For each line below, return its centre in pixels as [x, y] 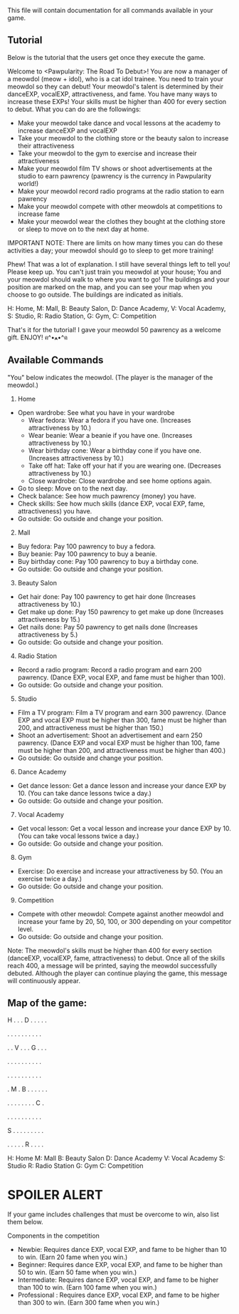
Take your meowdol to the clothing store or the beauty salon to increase [123, 138]
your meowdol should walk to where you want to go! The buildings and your [118, 279]
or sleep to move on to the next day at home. [83, 229]
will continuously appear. [44, 980]
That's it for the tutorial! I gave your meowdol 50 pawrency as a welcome [115, 329]
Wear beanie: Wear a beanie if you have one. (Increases [110, 435]
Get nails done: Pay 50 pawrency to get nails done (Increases [107, 627]
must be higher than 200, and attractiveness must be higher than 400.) [122, 750]
